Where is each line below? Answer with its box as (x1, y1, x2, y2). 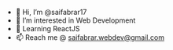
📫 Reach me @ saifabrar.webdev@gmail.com (15, 33, 165, 42)
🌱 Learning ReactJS (15, 24, 80, 33)
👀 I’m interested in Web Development (15, 16, 136, 25)
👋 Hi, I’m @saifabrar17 (15, 8, 87, 16)
